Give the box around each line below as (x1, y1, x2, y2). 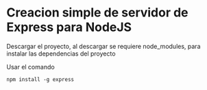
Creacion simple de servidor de (6, 5, 189, 21)
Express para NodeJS (6, 19, 132, 35)
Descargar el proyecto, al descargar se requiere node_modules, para (6, 42, 201, 50)
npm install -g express (6, 76, 75, 83)
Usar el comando (6, 63, 56, 71)
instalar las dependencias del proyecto (6, 49, 116, 58)
